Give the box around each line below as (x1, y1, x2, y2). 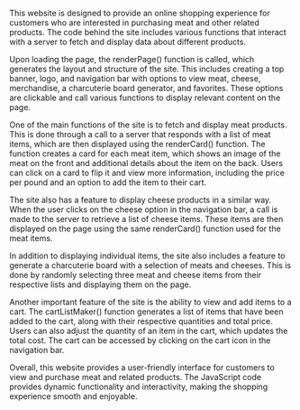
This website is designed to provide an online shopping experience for (9, 8, 270, 18)
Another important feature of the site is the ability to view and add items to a (9, 297, 292, 307)
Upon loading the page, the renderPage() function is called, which (9, 54, 255, 64)
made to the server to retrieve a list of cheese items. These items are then (9, 214, 284, 224)
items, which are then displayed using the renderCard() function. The (9, 139, 266, 149)
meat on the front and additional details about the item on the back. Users (9, 158, 284, 168)
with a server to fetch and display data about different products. (9, 36, 246, 47)
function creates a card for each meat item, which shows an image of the (9, 148, 281, 159)
